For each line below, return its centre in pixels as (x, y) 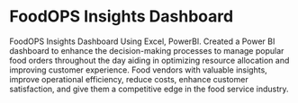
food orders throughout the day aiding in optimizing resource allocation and (149, 60)
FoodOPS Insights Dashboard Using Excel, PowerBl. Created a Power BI (142, 41)
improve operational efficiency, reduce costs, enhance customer (129, 79)
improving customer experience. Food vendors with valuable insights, (138, 70)
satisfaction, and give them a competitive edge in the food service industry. (149, 89)
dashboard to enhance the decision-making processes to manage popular (147, 50)
